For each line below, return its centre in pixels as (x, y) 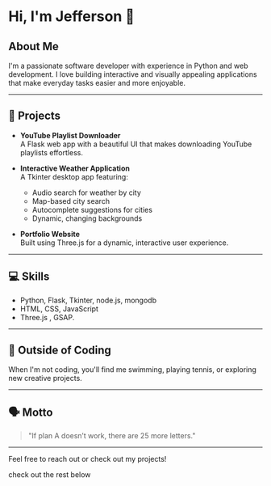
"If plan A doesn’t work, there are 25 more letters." (112, 436)
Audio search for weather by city (86, 192)
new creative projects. (45, 378)
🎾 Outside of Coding (60, 351)
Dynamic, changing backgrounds (87, 218)
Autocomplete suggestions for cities (92, 209)
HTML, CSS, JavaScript (59, 309)
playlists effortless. (51, 152)
